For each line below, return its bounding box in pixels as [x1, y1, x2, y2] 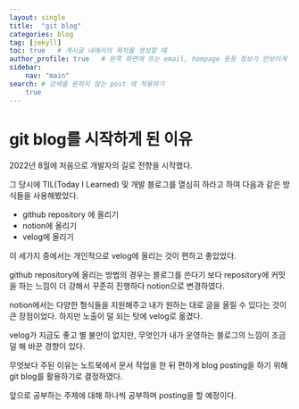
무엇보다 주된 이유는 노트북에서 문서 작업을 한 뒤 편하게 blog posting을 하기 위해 [9, 360, 288, 371]
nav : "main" [25, 71, 70, 80]
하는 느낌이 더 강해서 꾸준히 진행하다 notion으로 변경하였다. [18, 280, 225, 291]
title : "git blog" [9, 21, 82, 30]
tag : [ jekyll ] [9, 38, 62, 47]
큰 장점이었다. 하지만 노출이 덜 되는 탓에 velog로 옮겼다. [9, 311, 203, 321]
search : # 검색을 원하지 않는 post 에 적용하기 [9, 79, 165, 88]
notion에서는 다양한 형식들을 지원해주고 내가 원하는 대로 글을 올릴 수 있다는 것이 [9, 300, 287, 311]
